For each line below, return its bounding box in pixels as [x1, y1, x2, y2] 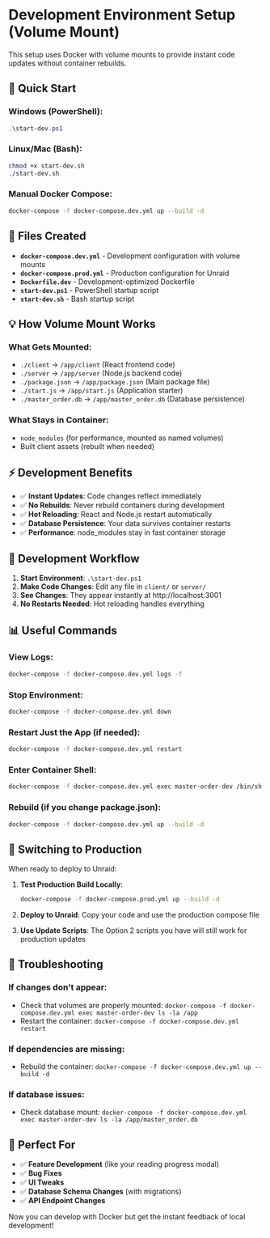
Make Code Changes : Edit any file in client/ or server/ [19, 582, 206, 591]
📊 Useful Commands [8, 623, 117, 637]
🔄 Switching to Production [8, 842, 142, 856]
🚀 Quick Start [8, 82, 77, 95]
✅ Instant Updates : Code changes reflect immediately [19, 491, 202, 501]
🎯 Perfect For [8, 1138, 76, 1151]
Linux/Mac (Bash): [8, 143, 82, 155]
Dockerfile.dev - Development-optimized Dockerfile [19, 277, 196, 286]
